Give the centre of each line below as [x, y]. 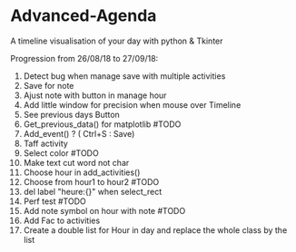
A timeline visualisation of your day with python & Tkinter [117, 41]
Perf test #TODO [54, 201]
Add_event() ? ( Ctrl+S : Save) [79, 133]
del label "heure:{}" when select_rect [93, 191]
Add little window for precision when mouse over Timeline [132, 104]
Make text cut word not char [76, 162]
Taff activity [46, 143]
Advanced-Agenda [84, 16]
